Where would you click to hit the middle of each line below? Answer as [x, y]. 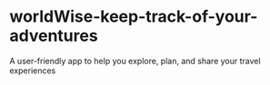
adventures [54, 36]
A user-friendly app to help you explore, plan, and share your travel [135, 61]
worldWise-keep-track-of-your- [134, 17]
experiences [33, 71]
